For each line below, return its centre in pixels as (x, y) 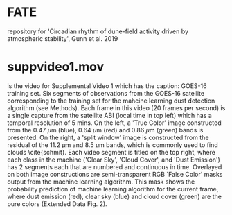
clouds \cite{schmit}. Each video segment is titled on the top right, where (111, 152)
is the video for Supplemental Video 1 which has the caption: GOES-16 (107, 86)
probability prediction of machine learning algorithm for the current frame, (113, 189)
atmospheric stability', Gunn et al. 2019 (63, 38)
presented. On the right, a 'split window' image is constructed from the (108, 137)
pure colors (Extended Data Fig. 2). (57, 204)
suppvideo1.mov (56, 67)
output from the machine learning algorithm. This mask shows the (101, 182)
